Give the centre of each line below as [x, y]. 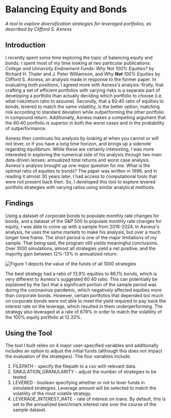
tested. [20, 377]
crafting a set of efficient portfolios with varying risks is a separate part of [83, 90]
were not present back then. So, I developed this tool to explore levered [80, 182]
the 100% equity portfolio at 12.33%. [44, 317]
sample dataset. [30, 410]
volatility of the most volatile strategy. [52, 393]
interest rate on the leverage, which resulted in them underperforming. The [84, 306]
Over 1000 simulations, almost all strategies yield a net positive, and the [81, 248]
